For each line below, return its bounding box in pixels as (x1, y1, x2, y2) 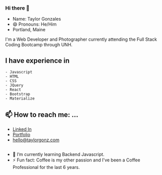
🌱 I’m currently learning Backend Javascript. (12, 151, 105, 157)
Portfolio (12, 131, 31, 137)
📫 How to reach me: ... (5, 110, 79, 119)
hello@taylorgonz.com (12, 137, 59, 143)
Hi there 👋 (5, 5, 30, 12)
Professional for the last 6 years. (12, 164, 80, 170)
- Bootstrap (5, 92, 30, 97)
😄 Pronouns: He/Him (12, 21, 57, 27)
